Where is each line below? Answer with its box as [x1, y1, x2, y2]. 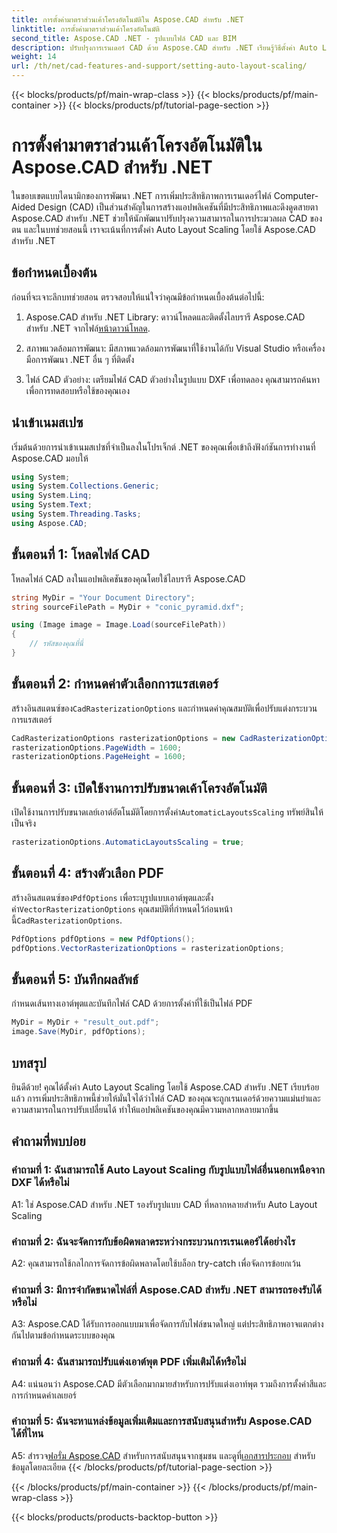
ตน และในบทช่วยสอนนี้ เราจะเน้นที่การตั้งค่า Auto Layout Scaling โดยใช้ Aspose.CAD [11, 223, 316, 235]
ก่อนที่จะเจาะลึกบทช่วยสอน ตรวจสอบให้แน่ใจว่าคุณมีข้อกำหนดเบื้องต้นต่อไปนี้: [11, 291, 265, 303]
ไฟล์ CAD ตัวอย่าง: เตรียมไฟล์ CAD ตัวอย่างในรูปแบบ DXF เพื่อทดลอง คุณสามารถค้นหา [25, 373, 321, 385]
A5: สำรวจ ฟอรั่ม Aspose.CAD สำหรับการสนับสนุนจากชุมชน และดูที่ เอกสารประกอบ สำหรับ [11, 1449, 316, 1461]
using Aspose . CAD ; [11, 518, 88, 528]
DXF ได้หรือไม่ [11, 1176, 70, 1190]
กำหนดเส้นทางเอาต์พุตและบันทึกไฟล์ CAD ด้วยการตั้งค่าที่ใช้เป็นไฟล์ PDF [11, 997, 253, 1010]
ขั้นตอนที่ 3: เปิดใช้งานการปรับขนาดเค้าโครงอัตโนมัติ [11, 779, 268, 796]
